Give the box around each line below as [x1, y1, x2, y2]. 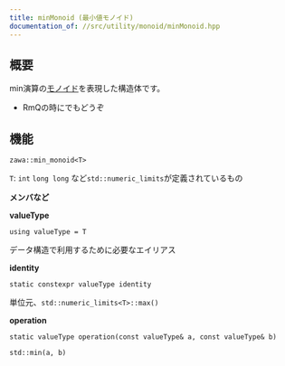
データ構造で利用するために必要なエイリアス [9, 245, 176, 256]
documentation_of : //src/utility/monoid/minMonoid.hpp [9, 22, 221, 31]
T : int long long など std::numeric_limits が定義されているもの [9, 173, 243, 183]
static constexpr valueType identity [9, 280, 152, 289]
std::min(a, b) [9, 349, 67, 358]
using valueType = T [9, 228, 88, 237]
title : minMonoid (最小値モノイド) [9, 13, 134, 23]
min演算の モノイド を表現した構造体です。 [9, 83, 166, 94]
